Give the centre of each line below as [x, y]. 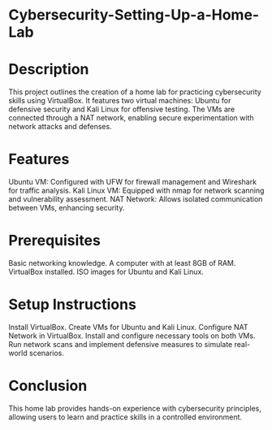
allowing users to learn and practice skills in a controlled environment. [125, 417]
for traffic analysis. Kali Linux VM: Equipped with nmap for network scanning [136, 191]
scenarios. [47, 353]
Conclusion [48, 386]
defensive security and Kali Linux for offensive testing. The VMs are [122, 109]
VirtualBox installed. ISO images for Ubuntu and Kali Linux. [106, 271]
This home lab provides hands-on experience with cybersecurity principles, [135, 408]
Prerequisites [55, 241]
